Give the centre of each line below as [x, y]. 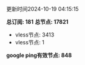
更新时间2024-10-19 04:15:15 [42, 9]
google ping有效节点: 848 [39, 55]
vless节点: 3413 [35, 35]
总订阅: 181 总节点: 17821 [37, 22]
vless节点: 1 [29, 42]
